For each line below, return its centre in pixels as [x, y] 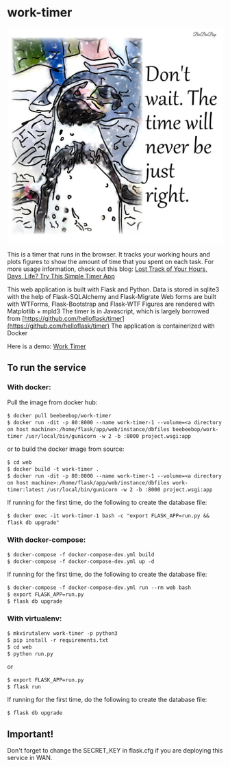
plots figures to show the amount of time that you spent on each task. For [111, 261]
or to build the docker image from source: [66, 449]
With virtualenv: [35, 619]
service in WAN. [30, 758]
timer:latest [26, 490]
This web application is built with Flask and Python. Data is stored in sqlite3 [113, 289]
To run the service [47, 368]
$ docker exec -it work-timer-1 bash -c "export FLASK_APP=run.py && [108, 516]
